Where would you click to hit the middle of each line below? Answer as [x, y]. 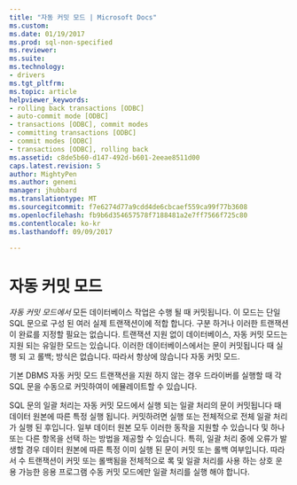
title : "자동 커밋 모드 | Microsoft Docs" [83, 17]
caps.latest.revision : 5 [55, 166]
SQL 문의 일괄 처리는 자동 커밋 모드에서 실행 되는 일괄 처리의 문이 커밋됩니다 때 [145, 405]
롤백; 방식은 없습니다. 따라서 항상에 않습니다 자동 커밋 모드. [139, 356]
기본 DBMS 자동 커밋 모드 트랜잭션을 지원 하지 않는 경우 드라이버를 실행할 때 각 [145, 375]
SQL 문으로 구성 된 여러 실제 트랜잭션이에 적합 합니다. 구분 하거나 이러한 [134, 324]
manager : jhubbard [43, 191]
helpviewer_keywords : [49, 100]
